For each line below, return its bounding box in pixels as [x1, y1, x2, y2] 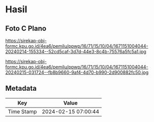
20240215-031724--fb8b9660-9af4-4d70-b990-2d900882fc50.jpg [5, 69, 149, 75]
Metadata [5, 84, 37, 93]
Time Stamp [8, 108, 37, 115]
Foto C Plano [5, 24, 47, 33]
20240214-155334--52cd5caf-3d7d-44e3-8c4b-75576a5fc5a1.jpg [5, 49, 147, 54]
